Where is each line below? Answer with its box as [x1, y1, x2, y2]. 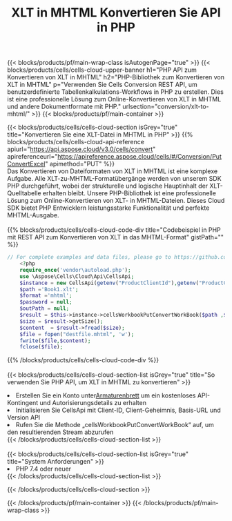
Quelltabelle [7, 189, 41, 197]
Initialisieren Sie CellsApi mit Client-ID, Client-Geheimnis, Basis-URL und [16, 406, 221, 415]
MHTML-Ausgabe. [7, 211, 59, 219]
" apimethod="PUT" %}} [44, 160, 115, 168]
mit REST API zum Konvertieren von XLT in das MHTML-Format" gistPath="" [7, 233, 224, 242]
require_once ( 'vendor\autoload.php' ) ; [19, 266, 131, 273]
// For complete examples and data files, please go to [7, 254, 171, 261]
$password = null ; [19, 299, 72, 306]
